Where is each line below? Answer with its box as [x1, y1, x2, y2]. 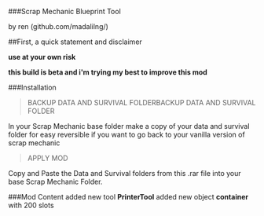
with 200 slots [8, 200, 54, 210]
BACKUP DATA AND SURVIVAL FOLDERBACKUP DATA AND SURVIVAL [27, 98, 257, 107]
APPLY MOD [27, 153, 68, 163]
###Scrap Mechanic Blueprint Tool [8, 7, 122, 16]
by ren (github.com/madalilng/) [8, 22, 108, 31]
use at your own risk [8, 53, 76, 61]
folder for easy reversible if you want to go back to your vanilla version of [8, 130, 245, 139]
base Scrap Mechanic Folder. [8, 177, 103, 186]
